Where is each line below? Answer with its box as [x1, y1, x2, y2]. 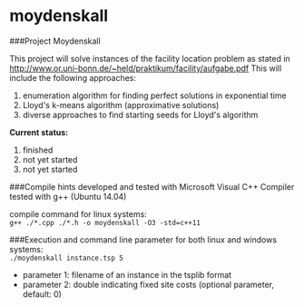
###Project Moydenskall [9, 35, 102, 46]
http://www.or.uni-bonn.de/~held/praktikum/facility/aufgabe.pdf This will [9, 63, 282, 74]
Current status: [9, 126, 69, 137]
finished [22, 144, 54, 155]
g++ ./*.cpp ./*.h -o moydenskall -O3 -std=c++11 [9, 218, 201, 227]
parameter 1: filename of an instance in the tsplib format [22, 269, 232, 280]
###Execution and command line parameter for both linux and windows [9, 233, 278, 245]
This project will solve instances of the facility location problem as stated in [9, 53, 290, 64]
